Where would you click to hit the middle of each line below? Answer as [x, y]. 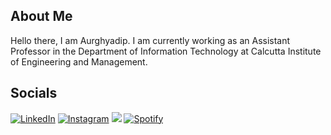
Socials [34, 93]
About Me [41, 16]
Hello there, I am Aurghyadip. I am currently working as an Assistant [150, 40]
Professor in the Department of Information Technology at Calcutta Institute [166, 51]
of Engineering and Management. [79, 61]
